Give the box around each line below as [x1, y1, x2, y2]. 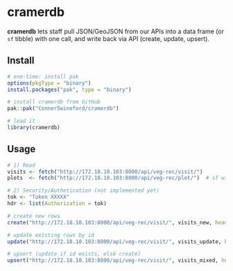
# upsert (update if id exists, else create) [7, 251, 141, 258]
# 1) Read [7, 161, 36, 169]
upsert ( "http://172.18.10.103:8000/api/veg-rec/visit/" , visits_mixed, [7, 257, 218, 264]
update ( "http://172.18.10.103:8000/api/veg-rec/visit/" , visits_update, [7, 238, 222, 245]
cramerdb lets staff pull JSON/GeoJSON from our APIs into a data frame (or [7, 27, 224, 35]
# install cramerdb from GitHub [7, 99, 101, 106]
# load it [7, 117, 36, 125]
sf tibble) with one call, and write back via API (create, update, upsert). [7, 34, 210, 42]
